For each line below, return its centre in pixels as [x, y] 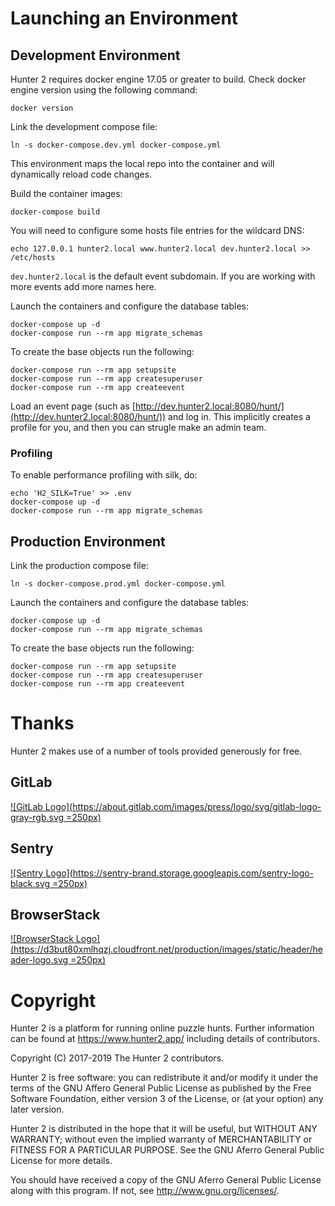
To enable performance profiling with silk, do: [104, 475]
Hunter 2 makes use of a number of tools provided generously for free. [156, 751]
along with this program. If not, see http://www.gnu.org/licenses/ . [145, 1191]
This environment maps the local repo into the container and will [142, 163]
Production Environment [88, 541]
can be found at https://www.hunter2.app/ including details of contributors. [165, 1039]
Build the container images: [66, 193]
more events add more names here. [83, 286]
